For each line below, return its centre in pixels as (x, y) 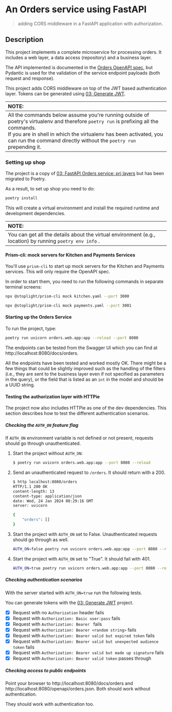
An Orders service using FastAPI (76, 9)
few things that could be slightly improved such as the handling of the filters (85, 368)
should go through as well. (41, 540)
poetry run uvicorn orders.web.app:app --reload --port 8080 (72, 338)
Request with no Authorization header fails (58, 612)
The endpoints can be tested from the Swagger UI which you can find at (81, 348)
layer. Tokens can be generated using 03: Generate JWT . (66, 94)
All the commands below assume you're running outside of (79, 115)
